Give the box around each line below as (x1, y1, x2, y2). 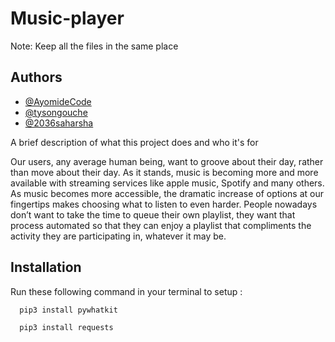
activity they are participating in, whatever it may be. (10, 230, 227, 242)
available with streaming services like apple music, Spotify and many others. (10, 177, 325, 189)
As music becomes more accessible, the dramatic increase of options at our (10, 187, 325, 199)
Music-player (10, 7, 125, 30)
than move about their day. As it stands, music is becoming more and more (10, 166, 319, 178)
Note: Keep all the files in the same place (10, 40, 179, 52)
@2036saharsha (24, 117, 94, 129)
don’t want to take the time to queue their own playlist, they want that (10, 208, 296, 221)
